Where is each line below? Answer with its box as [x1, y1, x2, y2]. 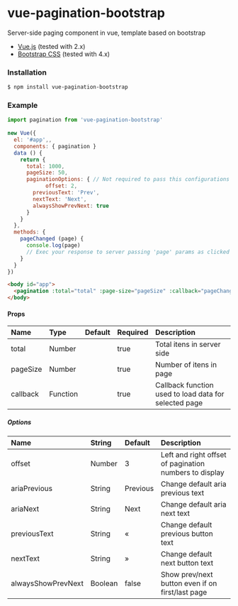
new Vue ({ [7, 130, 37, 137]
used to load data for [155, 389, 225, 399]
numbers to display [160, 468, 225, 478]
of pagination [160, 459, 205, 469]
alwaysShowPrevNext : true [33, 202, 110, 209]
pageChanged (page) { [20, 236, 84, 243]
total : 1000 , [25, 162, 65, 170]
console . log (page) [25, 242, 81, 249]
